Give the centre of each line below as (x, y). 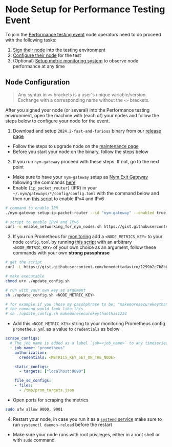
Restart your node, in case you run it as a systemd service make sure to (87, 419)
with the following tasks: (31, 40)
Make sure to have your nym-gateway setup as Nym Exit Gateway (80, 177)
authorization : (31, 353)
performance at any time (39, 66)
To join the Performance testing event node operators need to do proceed (83, 34)
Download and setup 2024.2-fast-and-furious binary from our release (87, 131)
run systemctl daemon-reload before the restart (62, 424)
